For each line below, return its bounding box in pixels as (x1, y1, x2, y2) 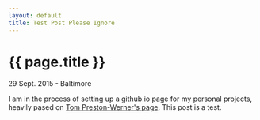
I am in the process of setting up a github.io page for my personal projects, (8, 94, 252, 103)
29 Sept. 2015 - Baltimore (8, 79, 92, 88)
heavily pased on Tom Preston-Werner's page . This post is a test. (8, 103, 222, 112)
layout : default (8, 11, 62, 20)
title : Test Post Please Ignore (8, 19, 115, 27)
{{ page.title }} (8, 53, 106, 71)
